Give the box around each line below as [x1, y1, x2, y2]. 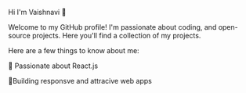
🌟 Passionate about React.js [8, 61, 99, 70]
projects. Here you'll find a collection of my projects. [32, 31, 201, 40]
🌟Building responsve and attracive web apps [8, 77, 153, 85]
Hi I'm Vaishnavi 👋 [8, 8, 67, 16]
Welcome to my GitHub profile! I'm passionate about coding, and [8, 23, 217, 31]
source [8, 31, 31, 40]
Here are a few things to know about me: [8, 46, 139, 55]
